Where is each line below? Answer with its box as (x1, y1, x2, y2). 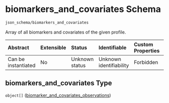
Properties (134, 47, 160, 54)
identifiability (98, 61, 129, 68)
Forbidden (134, 58, 158, 65)
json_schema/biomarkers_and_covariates (5, 20, 89, 25)
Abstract (8, 44, 29, 51)
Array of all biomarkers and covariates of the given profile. (5, 29, 126, 35)
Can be (8, 55, 25, 62)
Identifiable (98, 44, 127, 51)
